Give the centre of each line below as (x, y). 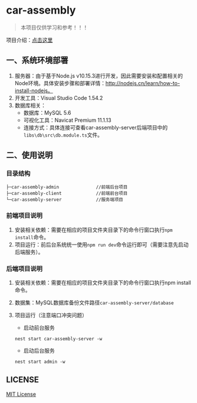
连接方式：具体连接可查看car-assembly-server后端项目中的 (96, 127)
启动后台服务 (39, 351)
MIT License (21, 394)
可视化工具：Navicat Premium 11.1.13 (67, 120)
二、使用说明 (29, 155)
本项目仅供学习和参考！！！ (54, 27)
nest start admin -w (40, 362)
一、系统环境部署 (37, 61)
